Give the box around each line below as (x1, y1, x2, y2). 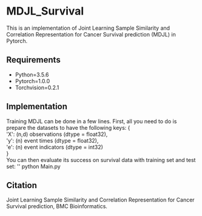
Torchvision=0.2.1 (15, 84, 59, 91)
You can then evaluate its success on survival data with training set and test (6, 156, 196, 163)
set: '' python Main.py (6, 163, 61, 170)
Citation (6, 180, 38, 191)
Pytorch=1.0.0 (15, 77, 50, 84)
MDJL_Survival (6, 4, 84, 18)
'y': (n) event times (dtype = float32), (6, 137, 99, 144)
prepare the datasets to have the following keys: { (6, 124, 130, 131)
